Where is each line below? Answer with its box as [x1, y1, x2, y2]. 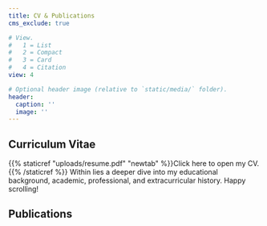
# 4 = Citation [8, 63, 67, 72]
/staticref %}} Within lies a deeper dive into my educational [22, 167, 218, 177]
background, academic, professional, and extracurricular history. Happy [8, 176, 246, 185]
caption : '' [15, 100, 56, 108]
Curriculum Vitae [8, 137, 96, 151]
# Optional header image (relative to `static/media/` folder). [8, 85, 228, 93]
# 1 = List [8, 41, 52, 49]
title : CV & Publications [8, 11, 95, 20]
